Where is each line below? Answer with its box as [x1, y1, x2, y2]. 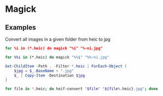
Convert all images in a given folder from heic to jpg [5, 36, 111, 42]
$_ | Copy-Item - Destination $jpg [14, 73, 85, 78]
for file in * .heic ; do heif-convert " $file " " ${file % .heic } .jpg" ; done [5, 87, 158, 92]
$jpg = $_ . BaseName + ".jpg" [14, 68, 74, 73]
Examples [5, 23, 36, 32]
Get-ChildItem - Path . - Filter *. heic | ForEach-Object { [5, 63, 127, 69]
